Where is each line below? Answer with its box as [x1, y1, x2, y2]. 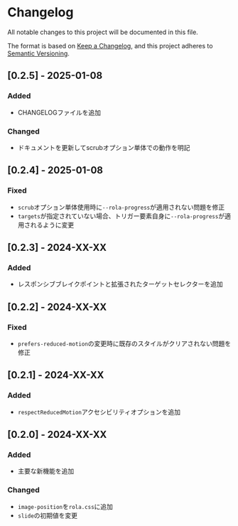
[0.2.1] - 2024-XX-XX [7, 369, 104, 381]
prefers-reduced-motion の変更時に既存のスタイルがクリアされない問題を [17, 339, 232, 348]
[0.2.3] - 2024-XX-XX [7, 242, 107, 253]
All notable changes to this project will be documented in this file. [7, 28, 199, 36]
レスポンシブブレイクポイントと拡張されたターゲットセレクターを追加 [17, 280, 223, 289]
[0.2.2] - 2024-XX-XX [7, 301, 107, 313]
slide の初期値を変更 [17, 511, 78, 520]
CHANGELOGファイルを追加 [17, 108, 102, 117]
